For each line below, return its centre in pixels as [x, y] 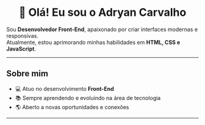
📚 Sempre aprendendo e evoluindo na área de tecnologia [88, 98]
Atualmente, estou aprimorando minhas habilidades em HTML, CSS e [93, 42]
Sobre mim [27, 73]
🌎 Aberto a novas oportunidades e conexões [72, 107]
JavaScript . [21, 49]
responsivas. [22, 35]
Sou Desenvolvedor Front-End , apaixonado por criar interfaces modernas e [102, 29]
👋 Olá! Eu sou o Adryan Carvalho [103, 12]
